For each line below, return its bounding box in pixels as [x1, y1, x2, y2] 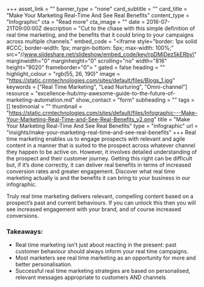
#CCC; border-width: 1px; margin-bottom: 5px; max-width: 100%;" [6, 44, 174, 51]
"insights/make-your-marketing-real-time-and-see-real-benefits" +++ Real [6, 129, 196, 136]
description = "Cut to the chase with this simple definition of [43, 24, 195, 32]
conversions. [6, 212, 39, 219]
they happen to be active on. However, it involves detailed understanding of [6, 148, 197, 155]
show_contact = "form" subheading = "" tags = [75, 96, 195, 103]
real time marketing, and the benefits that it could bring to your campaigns [6, 31, 194, 39]
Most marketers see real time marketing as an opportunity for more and [15, 254, 196, 262]
